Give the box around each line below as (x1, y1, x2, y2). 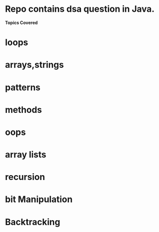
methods (5, 104, 42, 115)
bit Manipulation (5, 194, 73, 205)
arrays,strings (5, 59, 64, 71)
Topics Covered (5, 20, 38, 26)
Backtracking (5, 216, 60, 228)
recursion (5, 172, 45, 182)
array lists (5, 149, 46, 160)
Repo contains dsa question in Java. (5, 3, 155, 15)
